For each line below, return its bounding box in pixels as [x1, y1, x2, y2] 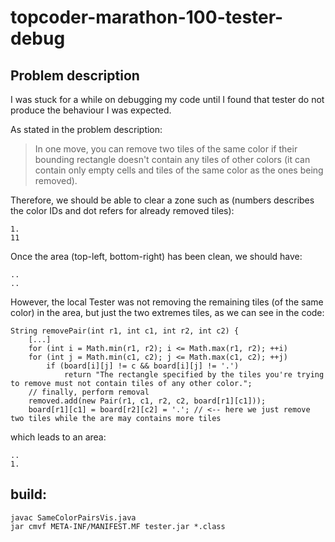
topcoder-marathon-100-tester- [10, 6, 284, 29]
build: [10, 486, 47, 503]
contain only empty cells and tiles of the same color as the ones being [34, 164, 324, 176]
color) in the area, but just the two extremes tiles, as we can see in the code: [10, 307, 325, 318]
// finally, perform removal [28, 387, 150, 397]
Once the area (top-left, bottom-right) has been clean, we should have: [10, 251, 303, 262]
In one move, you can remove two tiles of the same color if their [34, 143, 298, 155]
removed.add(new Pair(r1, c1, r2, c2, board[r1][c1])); [28, 396, 267, 406]
